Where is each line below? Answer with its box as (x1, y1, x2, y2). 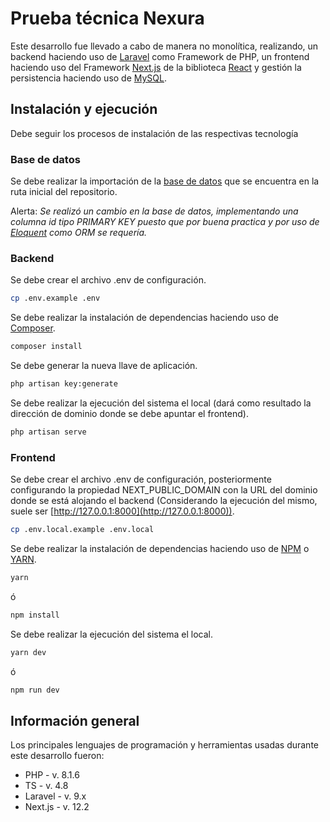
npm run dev (10, 685, 60, 695)
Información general (10, 712, 140, 729)
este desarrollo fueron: (10, 750, 105, 762)
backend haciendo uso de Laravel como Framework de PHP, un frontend (10, 50, 310, 62)
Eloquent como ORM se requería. (10, 227, 148, 239)
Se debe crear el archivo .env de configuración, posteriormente (10, 473, 272, 486)
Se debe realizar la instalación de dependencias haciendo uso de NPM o (10, 543, 310, 555)
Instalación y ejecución (10, 101, 158, 118)
